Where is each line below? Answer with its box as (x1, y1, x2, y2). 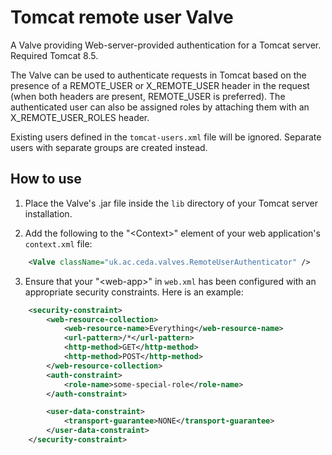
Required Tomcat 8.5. (10, 49, 99, 61)
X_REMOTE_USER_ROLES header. (10, 111, 150, 123)
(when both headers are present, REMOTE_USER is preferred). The (10, 90, 286, 102)
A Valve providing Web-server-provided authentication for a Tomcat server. (10, 39, 322, 51)
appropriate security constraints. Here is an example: (24, 286, 244, 298)
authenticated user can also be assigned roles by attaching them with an (10, 101, 310, 113)
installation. (24, 207, 73, 220)
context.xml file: (24, 237, 93, 250)
